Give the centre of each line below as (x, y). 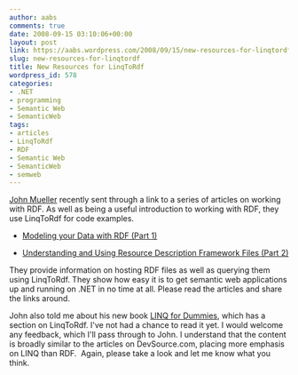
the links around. (40, 299)
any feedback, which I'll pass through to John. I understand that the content (148, 335)
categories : (31, 84)
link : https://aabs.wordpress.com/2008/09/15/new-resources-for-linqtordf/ (152, 51)
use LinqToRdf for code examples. (72, 219)
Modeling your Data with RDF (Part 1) (90, 235)
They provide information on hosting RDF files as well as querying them (140, 270)
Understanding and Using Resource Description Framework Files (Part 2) (155, 253)
